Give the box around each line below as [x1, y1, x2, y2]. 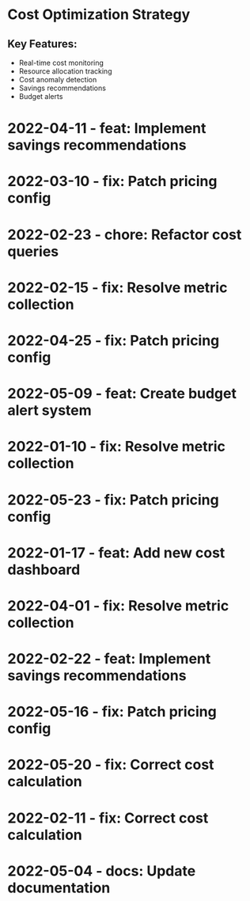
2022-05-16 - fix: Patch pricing [7, 703, 217, 721]
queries [7, 242, 59, 260]
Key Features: [7, 37, 78, 51]
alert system [7, 401, 92, 420]
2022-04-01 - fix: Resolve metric [7, 596, 229, 614]
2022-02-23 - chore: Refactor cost [7, 226, 242, 243]
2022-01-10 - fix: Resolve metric [7, 438, 226, 456]
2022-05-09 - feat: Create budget [7, 385, 237, 403]
